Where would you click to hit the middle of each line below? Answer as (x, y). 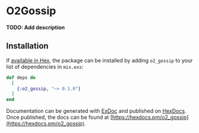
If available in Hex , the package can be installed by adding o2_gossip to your (99, 60)
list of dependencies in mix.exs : (45, 66)
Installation (27, 46)
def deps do (21, 77)
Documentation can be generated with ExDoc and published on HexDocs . (96, 111)
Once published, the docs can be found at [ (59, 118)
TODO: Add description (36, 27)
